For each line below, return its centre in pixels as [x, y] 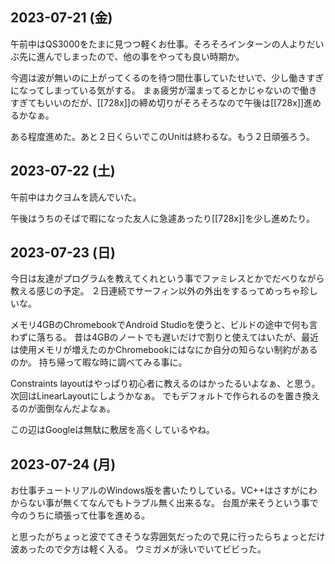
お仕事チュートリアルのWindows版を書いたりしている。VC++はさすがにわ [164, 490]
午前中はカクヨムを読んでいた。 [76, 197]
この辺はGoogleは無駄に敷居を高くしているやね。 [112, 430]
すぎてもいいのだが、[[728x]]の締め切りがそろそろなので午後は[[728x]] [157, 102]
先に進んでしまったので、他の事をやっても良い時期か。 [131, 56]
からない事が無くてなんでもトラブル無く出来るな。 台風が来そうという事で [164, 503]
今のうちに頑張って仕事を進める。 [80, 515]
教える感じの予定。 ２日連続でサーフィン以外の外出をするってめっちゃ [155, 291]
